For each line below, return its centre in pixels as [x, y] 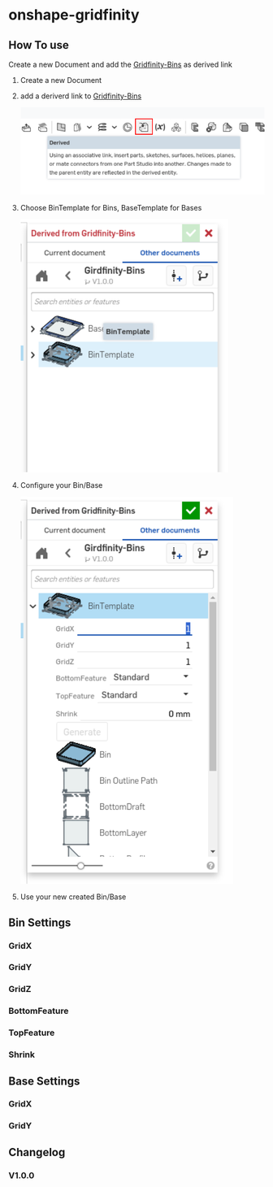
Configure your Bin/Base [61, 485]
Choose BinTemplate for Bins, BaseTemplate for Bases [111, 208]
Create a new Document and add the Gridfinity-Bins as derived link [121, 64]
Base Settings [44, 1081]
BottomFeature [39, 1011]
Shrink [22, 1054]
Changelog [37, 1152]
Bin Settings [40, 922]
